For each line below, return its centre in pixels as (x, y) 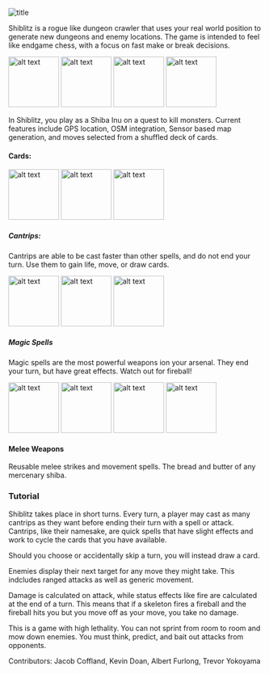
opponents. (27, 645)
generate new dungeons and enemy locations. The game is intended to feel (134, 37)
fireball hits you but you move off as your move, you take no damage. (124, 612)
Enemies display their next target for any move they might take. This (122, 571)
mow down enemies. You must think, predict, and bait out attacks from (126, 636)
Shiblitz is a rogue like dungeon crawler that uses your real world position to (134, 28)
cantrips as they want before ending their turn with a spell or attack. (121, 522)
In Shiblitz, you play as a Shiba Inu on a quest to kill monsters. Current (124, 120)
